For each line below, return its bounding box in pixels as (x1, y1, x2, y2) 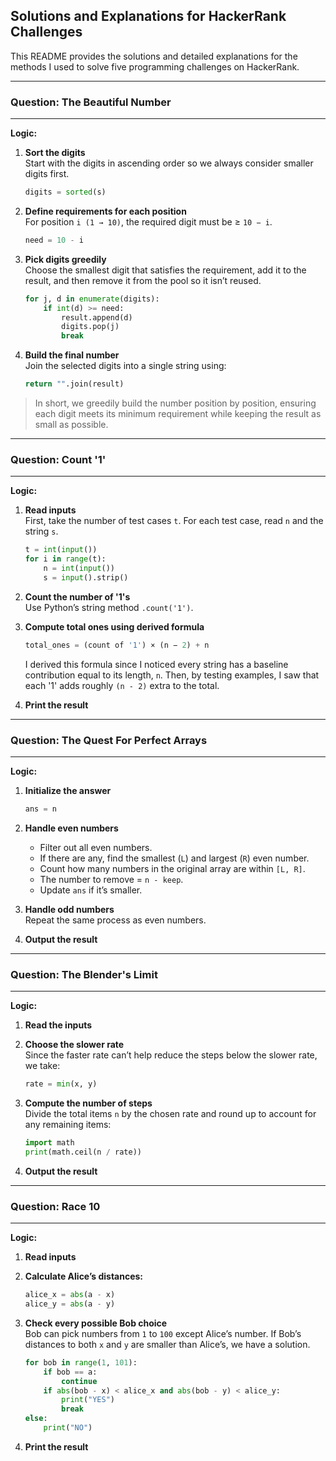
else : (24, 1414, 48, 1424)
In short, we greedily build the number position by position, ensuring (34, 397, 317, 409)
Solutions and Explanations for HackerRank (10, 8, 287, 25)
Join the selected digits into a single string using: (24, 360, 227, 372)
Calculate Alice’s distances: (24, 1270, 144, 1283)
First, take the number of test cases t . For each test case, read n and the (24, 515, 324, 527)
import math (24, 1138, 75, 1148)
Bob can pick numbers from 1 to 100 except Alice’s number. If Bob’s (24, 1327, 302, 1339)
